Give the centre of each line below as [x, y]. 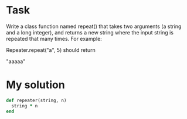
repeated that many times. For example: [54, 38]
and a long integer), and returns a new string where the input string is [90, 32]
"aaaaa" [16, 61]
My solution [36, 85]
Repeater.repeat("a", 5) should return [51, 50]
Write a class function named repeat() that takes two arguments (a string [94, 26]
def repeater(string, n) [36, 100]
